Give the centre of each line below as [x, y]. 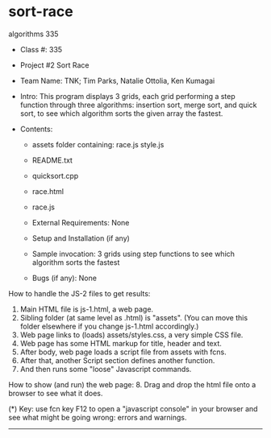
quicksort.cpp [55, 176]
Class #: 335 [41, 49]
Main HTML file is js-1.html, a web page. [87, 309]
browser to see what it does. [56, 393]
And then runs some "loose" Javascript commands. [106, 369]
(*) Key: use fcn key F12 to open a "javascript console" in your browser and [133, 408]
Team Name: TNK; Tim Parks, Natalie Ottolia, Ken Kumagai [117, 81]
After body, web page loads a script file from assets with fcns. [123, 352]
